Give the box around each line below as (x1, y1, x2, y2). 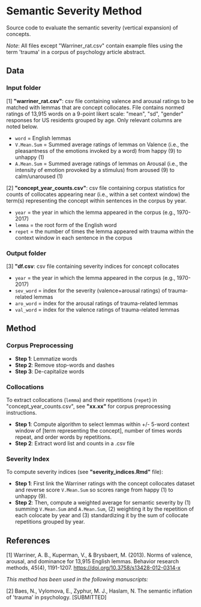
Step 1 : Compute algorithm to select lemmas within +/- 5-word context (14, 421, 190, 428)
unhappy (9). (14, 493, 47, 500)
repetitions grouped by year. (14, 518, 85, 526)
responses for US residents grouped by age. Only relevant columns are (6, 116, 182, 123)
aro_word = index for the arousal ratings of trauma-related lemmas (14, 300, 178, 307)
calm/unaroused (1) (14, 173, 63, 180)
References (6, 535, 50, 546)
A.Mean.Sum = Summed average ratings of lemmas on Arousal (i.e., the (14, 160, 188, 167)
